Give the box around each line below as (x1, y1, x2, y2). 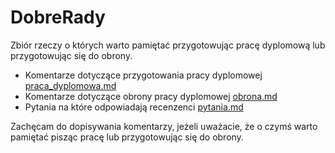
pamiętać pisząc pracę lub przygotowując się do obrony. (10, 131, 244, 143)
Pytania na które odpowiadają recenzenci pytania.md (24, 101, 244, 113)
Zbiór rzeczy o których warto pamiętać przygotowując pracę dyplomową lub (10, 39, 326, 51)
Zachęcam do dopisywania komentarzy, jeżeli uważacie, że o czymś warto (10, 120, 318, 132)
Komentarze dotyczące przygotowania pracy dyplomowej (24, 69, 263, 81)
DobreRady (10, 6, 106, 29)
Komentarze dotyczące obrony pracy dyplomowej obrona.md (24, 90, 278, 102)
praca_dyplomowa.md (24, 79, 117, 91)
